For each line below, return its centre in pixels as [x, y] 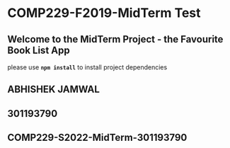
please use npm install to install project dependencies [87, 67]
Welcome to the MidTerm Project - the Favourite [115, 39]
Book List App [39, 50]
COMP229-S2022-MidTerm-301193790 [97, 138]
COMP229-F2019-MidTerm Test [104, 13]
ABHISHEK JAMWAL [54, 90]
